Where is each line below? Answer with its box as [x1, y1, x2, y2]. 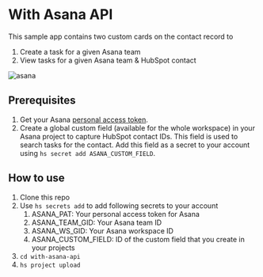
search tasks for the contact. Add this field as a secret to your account [19, 140, 250, 150]
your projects [31, 243, 75, 252]
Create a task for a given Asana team [19, 47, 141, 56]
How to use [8, 172, 65, 185]
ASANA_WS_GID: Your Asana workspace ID [31, 226, 174, 235]
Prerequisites [8, 93, 76, 108]
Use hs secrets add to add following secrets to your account [19, 200, 219, 211]
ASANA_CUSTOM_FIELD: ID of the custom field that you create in [31, 234, 246, 244]
